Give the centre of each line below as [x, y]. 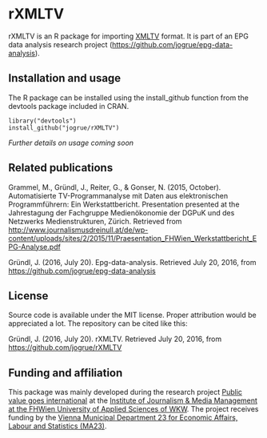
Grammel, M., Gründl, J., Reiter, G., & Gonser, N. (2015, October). [115, 187]
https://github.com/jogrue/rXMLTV [65, 348]
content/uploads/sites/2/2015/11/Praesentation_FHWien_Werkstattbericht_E [133, 238]
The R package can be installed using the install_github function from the [129, 98]
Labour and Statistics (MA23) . [58, 426]
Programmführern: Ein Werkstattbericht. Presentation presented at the [124, 204]
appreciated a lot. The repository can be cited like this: [98, 323]
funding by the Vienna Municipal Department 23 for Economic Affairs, [123, 418]
